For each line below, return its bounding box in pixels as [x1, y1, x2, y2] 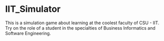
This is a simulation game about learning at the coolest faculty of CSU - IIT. [5, 20, 160, 26]
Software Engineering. [5, 30, 51, 36]
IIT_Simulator [5, 3, 61, 15]
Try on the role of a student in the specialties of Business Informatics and [5, 25, 156, 31]
